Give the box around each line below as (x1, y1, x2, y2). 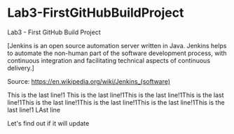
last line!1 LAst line (7, 105, 61, 114)
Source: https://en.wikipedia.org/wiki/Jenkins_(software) (7, 77, 170, 85)
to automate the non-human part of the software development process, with (7, 49, 227, 57)
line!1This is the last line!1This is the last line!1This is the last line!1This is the (7, 98, 226, 106)
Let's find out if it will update (7, 119, 90, 127)
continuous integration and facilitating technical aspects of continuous (7, 56, 211, 64)
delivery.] (7, 64, 35, 72)
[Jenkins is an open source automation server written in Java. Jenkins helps (7, 41, 227, 50)
